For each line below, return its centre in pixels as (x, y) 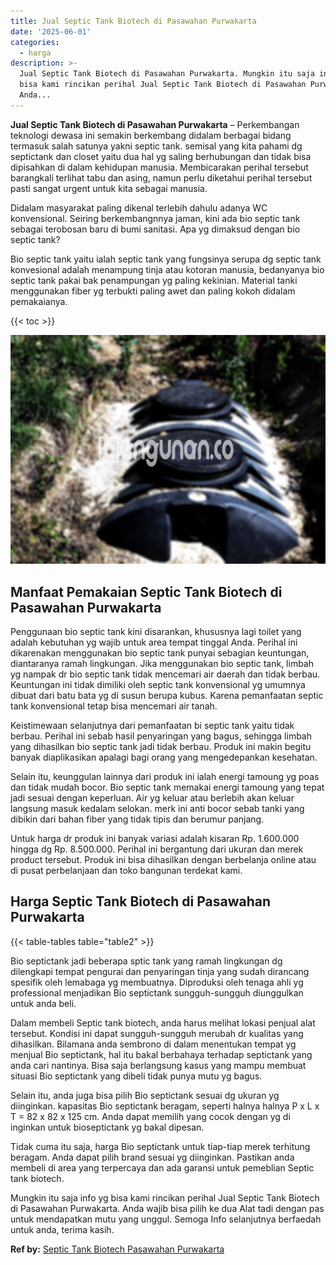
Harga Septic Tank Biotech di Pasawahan (141, 901)
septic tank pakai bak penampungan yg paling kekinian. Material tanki (154, 280)
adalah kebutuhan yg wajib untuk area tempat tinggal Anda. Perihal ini (154, 642)
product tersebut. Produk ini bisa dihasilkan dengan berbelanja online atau (163, 860)
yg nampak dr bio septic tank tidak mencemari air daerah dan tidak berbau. (165, 674)
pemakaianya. (39, 301)
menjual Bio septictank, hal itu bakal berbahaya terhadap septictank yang (161, 1054)
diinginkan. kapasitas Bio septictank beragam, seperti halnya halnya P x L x (165, 1106)
